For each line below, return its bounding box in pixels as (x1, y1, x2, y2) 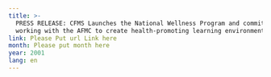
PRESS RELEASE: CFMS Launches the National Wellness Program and (15, 19, 240, 27)
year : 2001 (8, 49, 45, 57)
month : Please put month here (8, 42, 110, 50)
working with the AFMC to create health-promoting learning (15, 26, 222, 34)
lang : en (8, 57, 38, 65)
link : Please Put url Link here (8, 34, 117, 43)
